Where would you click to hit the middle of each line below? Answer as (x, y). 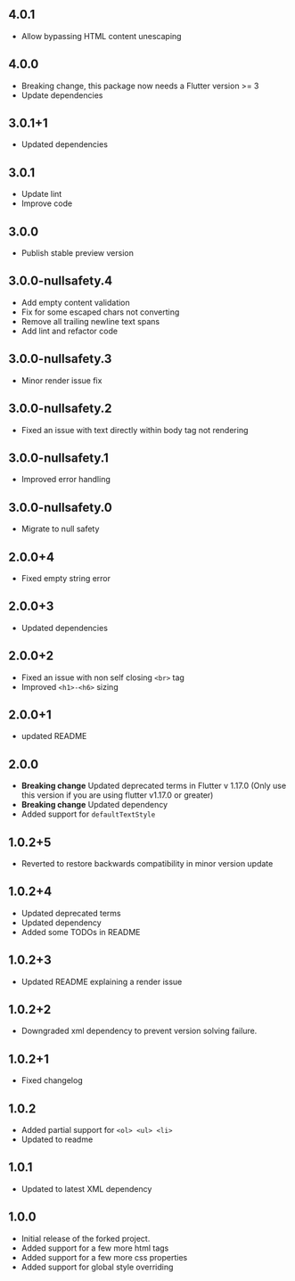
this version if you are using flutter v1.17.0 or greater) (117, 795)
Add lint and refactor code (69, 331)
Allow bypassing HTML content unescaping (101, 36)
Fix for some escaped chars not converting (100, 312)
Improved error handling (66, 480)
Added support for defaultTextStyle (88, 814)
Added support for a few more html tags (95, 1248)
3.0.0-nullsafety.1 (58, 458)
